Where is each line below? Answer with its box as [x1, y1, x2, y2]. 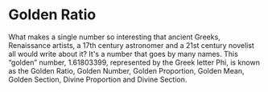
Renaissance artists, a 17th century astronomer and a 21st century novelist [8, 40, 255, 50]
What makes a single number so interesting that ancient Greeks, [8, 32, 221, 42]
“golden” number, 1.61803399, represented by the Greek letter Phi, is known [8, 58, 260, 67]
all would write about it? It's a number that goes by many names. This [8, 49, 239, 58]
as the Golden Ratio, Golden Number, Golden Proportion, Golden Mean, [8, 66, 245, 75]
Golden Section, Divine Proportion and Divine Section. [8, 74, 188, 84]
